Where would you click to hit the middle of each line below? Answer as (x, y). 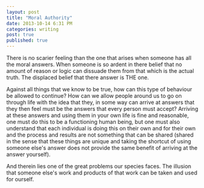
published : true (27, 40)
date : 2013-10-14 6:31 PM (39, 23)
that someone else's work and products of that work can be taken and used (102, 173)
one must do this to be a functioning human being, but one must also (93, 122)
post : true (20, 35)
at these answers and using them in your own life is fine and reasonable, (98, 115)
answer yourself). (28, 154)
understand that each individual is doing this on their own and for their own (101, 128)
